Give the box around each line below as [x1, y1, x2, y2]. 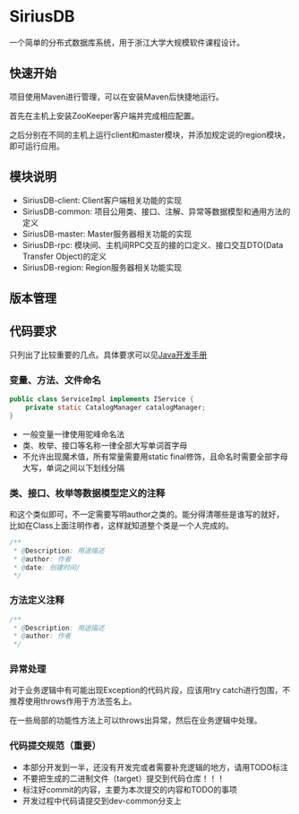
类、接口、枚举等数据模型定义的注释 [9, 486, 166, 499]
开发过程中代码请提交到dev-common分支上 [21, 795, 182, 806]
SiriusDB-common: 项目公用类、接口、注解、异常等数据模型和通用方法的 [21, 206, 291, 217]
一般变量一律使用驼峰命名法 [21, 428, 125, 440]
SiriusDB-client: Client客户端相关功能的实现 [21, 194, 183, 205]
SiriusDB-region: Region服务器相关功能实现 [21, 261, 182, 272]
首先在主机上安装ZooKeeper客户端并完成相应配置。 [9, 110, 200, 121]
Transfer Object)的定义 [21, 251, 107, 261]
